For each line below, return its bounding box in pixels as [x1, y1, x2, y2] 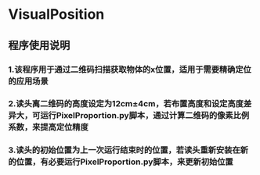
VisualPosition [8, 5, 105, 23]
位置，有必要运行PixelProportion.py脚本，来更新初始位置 [16, 156, 233, 167]
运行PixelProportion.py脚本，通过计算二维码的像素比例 [40, 110, 250, 121]
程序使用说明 [8, 38, 70, 52]
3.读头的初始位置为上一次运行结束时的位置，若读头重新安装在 [8, 145, 240, 155]
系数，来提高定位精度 [8, 122, 88, 133]
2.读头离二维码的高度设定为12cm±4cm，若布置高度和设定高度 [8, 98, 244, 109]
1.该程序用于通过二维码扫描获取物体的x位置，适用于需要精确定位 [8, 64, 252, 75]
